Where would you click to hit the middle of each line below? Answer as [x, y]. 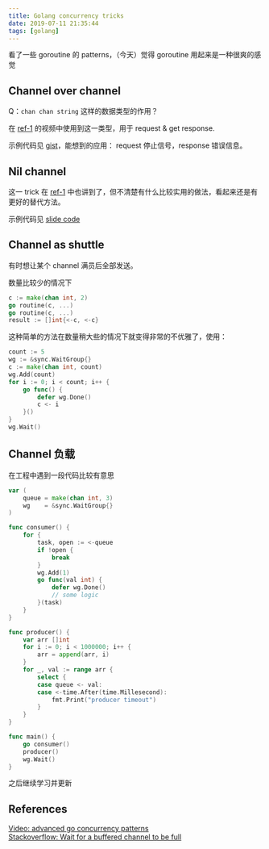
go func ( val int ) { [70, 580]
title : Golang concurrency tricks [66, 16]
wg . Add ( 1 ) [54, 573]
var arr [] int [46, 640]
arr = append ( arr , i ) [74, 655]
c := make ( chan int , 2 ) [48, 298]
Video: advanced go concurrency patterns [79, 829]
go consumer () [46, 744]
